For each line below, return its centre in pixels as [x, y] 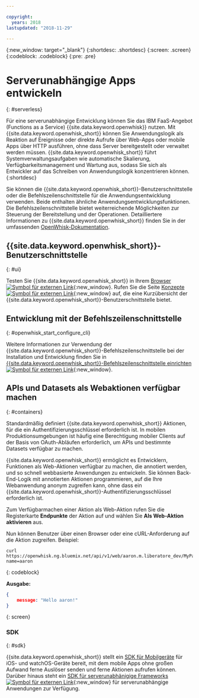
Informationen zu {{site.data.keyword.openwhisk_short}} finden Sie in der [96, 221]
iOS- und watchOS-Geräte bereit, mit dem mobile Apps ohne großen [90, 663]
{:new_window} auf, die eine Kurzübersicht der [130, 293]
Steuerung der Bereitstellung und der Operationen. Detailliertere [84, 214]
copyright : [20, 17]
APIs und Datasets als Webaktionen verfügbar [93, 388]
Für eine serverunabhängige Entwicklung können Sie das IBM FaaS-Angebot [99, 121]
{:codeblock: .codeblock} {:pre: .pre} [51, 56]
